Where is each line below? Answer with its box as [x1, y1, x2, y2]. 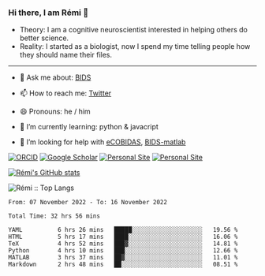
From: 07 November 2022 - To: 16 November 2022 [8, 199, 168, 207]
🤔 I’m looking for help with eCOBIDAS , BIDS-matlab [19, 137, 186, 147]
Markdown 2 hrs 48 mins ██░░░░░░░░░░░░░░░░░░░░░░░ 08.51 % [8, 260, 238, 269]
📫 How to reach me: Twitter [19, 88, 112, 98]
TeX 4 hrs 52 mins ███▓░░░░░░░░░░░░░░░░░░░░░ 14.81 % [8, 240, 238, 248]
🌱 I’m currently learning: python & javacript [19, 122, 159, 132]
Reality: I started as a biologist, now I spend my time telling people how [19, 42, 251, 51]
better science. [19, 33, 69, 43]
